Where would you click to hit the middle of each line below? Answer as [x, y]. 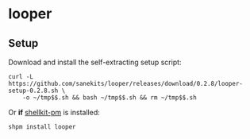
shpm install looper [42, 127]
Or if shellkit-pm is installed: [54, 112]
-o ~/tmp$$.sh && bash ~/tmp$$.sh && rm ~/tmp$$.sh [110, 98]
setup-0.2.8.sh [33, 91]
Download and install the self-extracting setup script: [95, 62]
